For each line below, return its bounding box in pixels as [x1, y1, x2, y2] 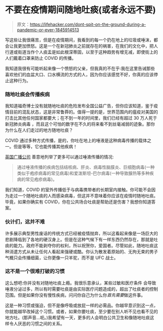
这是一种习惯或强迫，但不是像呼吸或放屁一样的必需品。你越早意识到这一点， [5, 302, 158, 308]
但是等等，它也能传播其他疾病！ [13, 144, 78, 150]
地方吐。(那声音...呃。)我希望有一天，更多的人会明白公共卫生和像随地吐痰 [5, 314, 150, 320]
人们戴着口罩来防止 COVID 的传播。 [5, 55, 76, 61]
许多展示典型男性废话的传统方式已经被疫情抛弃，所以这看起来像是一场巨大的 [5, 230, 158, 236]
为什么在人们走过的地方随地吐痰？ [5, 127, 73, 133]
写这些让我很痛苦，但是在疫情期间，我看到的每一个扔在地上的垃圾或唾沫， [5, 37, 154, 43]
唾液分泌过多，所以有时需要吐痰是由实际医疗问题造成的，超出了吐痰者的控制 [5, 286, 158, 292]
